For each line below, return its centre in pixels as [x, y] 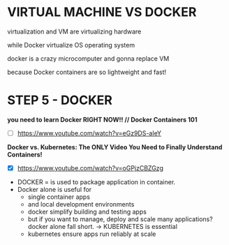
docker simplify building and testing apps [87, 211]
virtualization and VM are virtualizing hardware [74, 31]
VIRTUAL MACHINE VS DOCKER [102, 12]
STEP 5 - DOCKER [60, 100]
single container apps [59, 197]
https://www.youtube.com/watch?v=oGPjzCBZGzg [90, 168]
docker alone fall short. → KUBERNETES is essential [103, 227]
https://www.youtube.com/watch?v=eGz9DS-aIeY [89, 133]
